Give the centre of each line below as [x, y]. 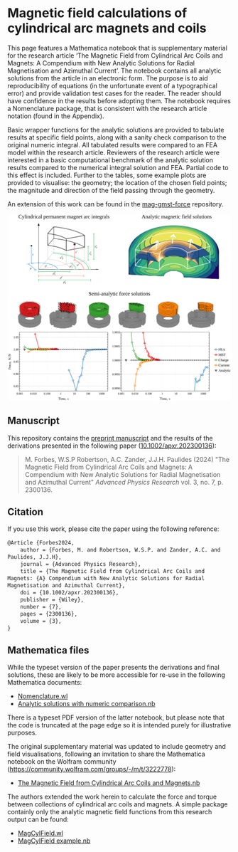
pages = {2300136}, [49, 614]
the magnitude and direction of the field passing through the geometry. [111, 190]
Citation [26, 511]
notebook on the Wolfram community [62, 762]
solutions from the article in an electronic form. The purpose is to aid [108, 78]
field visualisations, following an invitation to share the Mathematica [107, 754]
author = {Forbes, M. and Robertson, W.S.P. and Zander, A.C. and [120, 550]
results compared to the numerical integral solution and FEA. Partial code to [118, 167]
